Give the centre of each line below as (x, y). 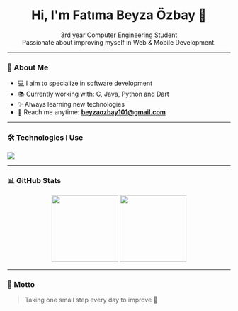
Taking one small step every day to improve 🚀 (91, 300)
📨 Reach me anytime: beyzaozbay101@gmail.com (92, 112)
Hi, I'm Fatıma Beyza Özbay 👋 (119, 15)
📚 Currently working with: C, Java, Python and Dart (93, 94)
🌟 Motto (21, 284)
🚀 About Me (28, 67)
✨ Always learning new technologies (71, 104)
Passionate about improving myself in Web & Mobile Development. (119, 42)
